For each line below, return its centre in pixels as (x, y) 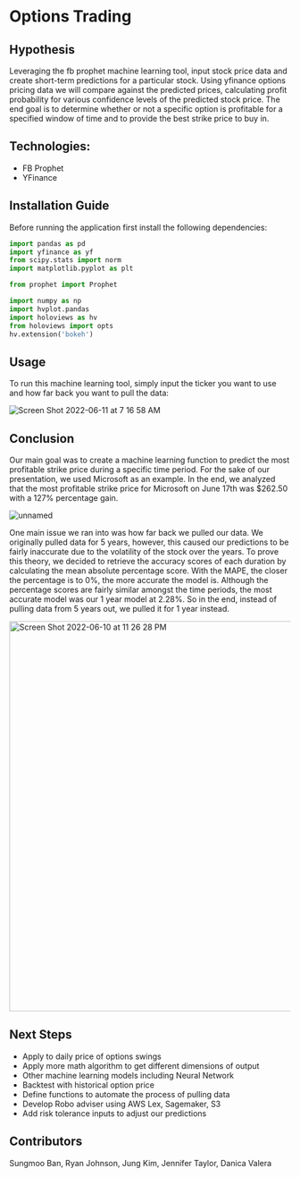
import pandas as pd (48, 243)
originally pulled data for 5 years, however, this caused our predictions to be (149, 542)
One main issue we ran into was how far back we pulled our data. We (136, 533)
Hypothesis (42, 50)
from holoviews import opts (62, 326)
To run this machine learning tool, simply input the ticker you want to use (143, 384)
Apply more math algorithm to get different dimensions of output (141, 1065)
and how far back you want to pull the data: (89, 393)
